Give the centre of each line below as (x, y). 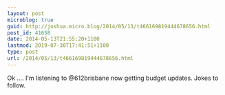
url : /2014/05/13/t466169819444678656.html (71, 59)
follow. (17, 85)
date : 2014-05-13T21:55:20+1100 (53, 39)
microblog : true (30, 20)
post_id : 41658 (29, 33)
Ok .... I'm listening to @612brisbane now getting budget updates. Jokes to (113, 78)
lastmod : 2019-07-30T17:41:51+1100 (58, 45)
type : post (23, 52)
